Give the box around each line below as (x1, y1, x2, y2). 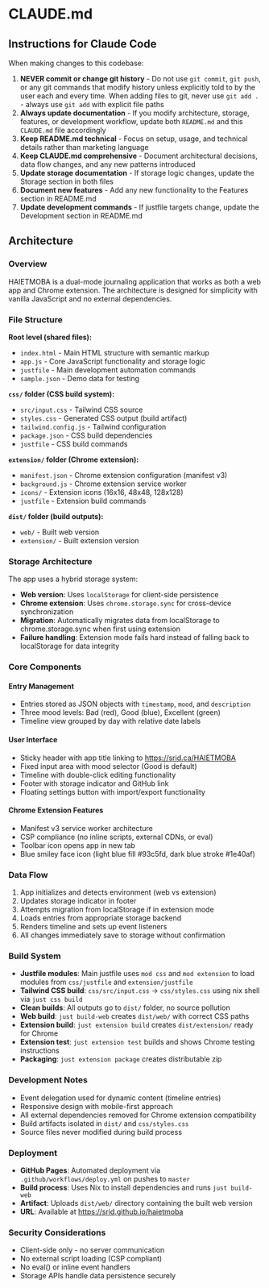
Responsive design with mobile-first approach (19, 1101, 173, 1111)
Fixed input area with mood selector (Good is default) (19, 761, 197, 771)
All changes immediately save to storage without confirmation (19, 930, 226, 940)
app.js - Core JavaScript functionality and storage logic (19, 356, 206, 366)
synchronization (19, 607, 74, 617)
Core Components (8, 662, 82, 673)
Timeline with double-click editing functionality (19, 770, 176, 779)
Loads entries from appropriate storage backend (19, 913, 182, 923)
